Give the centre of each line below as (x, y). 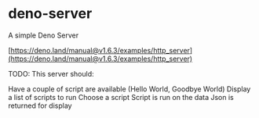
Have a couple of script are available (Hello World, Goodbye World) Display (129, 89)
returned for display (40, 105)
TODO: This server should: (51, 73)
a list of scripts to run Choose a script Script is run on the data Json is (121, 97)
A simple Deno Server (44, 35)
